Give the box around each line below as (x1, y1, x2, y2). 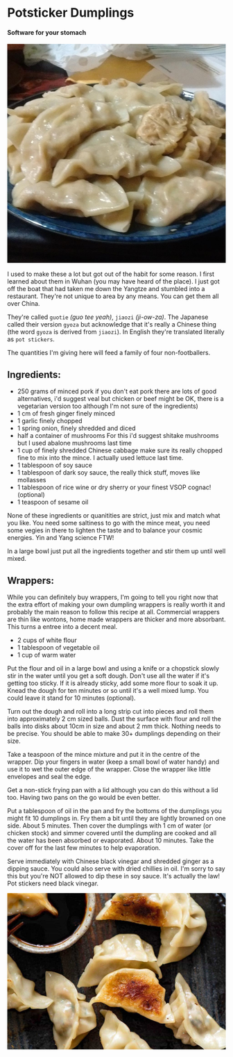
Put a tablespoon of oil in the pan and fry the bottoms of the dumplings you (7, 807, 222, 815)
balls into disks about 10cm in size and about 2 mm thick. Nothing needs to (7, 722, 221, 730)
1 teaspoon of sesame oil (17, 498, 89, 507)
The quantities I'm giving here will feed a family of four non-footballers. (7, 349, 211, 357)
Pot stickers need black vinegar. (7, 879, 99, 887)
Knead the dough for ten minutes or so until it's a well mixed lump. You (7, 687, 209, 695)
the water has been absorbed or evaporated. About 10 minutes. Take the (7, 836, 214, 845)
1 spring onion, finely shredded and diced (17, 424, 136, 432)
